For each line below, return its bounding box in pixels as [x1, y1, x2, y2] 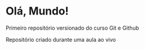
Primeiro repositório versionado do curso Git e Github [5, 24, 140, 31]
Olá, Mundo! [5, 4, 69, 18]
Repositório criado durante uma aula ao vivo [5, 36, 116, 43]
